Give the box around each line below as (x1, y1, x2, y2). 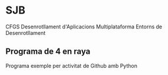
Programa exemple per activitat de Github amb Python (5, 62, 138, 69)
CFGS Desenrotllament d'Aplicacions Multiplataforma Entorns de (5, 23, 163, 30)
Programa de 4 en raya (5, 47, 91, 57)
